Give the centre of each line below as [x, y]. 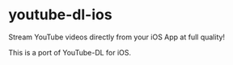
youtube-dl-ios [60, 15]
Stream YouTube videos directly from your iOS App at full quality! [116, 37]
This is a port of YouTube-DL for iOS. [70, 52]
